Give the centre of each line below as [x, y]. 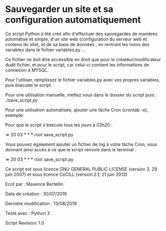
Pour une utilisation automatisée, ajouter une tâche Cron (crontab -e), [77, 110]
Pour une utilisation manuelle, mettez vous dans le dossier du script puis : [81, 95]
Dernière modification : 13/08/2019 [41, 203]
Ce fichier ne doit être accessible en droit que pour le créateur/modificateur [83, 59]
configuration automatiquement [73, 20]
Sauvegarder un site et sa [59, 9]
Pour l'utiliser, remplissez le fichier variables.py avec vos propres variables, [83, 80]
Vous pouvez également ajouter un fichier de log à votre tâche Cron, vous [81, 144]
